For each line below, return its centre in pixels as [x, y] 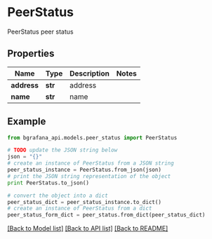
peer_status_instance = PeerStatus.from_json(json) [84, 170]
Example [27, 122]
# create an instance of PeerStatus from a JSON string [91, 163]
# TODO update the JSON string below [62, 150]
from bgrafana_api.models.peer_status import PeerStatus [92, 137]
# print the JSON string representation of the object [89, 176]
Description [90, 73]
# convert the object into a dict [58, 196]
